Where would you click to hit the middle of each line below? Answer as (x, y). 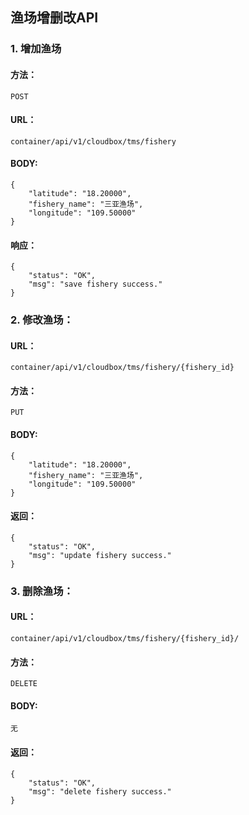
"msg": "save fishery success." (95, 284)
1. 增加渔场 (36, 49)
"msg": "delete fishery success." (100, 791)
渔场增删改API (54, 18)
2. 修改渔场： (42, 320)
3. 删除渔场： (42, 591)
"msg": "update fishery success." (100, 555)
